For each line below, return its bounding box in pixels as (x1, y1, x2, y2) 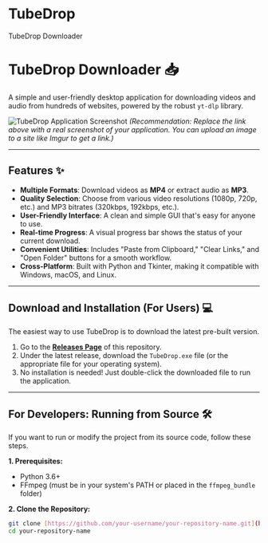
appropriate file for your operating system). (19, 359, 162, 368)
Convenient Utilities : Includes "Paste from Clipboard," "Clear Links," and (19, 244, 260, 254)
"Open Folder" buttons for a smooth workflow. (19, 253, 172, 262)
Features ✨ (8, 164, 65, 178)
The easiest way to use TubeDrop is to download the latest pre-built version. (8, 326, 259, 336)
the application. (19, 376, 72, 385)
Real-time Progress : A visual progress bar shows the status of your (19, 227, 243, 237)
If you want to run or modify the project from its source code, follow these (8, 432, 251, 443)
